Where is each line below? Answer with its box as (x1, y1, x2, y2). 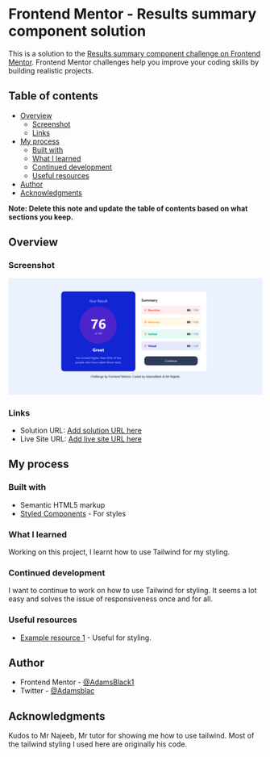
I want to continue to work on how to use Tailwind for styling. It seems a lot (8, 586, 257, 596)
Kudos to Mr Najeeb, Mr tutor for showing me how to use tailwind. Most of (8, 731, 255, 741)
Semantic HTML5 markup (19, 500, 106, 509)
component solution (8, 22, 147, 40)
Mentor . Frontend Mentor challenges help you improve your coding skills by (8, 57, 260, 67)
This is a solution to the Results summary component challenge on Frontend (8, 48, 261, 58)
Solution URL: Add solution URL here (19, 425, 143, 436)
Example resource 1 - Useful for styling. (19, 633, 152, 642)
